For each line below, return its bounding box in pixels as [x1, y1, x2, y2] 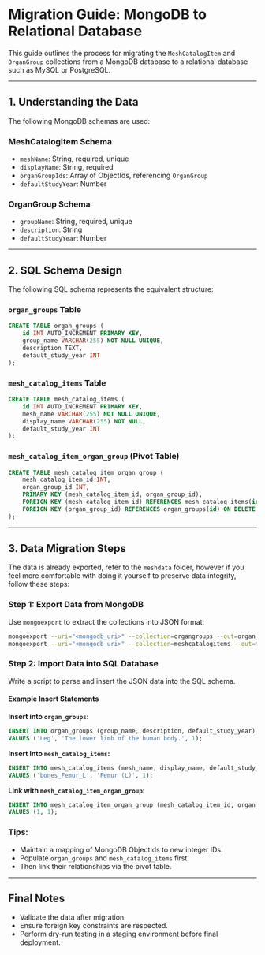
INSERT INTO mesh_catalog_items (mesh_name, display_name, [8, 763, 207, 772]
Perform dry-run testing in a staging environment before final [19, 929, 218, 939]
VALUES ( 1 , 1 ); [8, 808, 58, 816]
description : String [19, 225, 83, 234]
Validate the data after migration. [19, 912, 126, 922]
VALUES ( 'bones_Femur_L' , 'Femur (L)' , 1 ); [8, 771, 154, 779]
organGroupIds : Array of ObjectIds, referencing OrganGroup [19, 171, 208, 181]
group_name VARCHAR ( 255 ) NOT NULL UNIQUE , [22, 337, 164, 345]
